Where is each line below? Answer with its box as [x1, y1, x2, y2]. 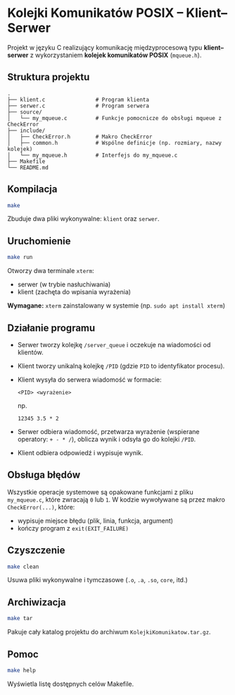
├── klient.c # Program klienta [7, 96, 150, 103]
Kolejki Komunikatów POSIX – [7, 5, 184, 21]
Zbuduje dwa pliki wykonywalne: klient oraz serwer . [7, 214, 160, 223]
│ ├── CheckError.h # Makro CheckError [7, 133, 153, 140]
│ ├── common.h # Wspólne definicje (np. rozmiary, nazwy [7, 139, 222, 146]
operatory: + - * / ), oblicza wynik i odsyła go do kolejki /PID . [17, 435, 196, 443]
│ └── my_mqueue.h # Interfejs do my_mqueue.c [7, 152, 178, 159]
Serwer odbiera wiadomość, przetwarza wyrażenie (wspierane [17, 427, 200, 435]
